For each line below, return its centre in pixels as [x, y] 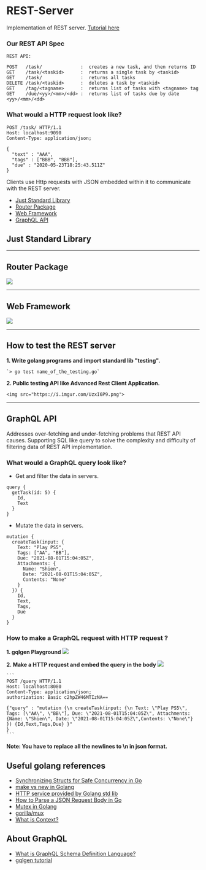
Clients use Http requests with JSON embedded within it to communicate [99, 182]
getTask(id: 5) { [34, 492]
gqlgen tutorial [34, 860]
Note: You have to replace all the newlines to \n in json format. [87, 747]
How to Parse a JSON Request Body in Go [68, 800]
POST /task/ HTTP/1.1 [34, 127]
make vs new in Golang [45, 787]
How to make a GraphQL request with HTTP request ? [87, 637]
